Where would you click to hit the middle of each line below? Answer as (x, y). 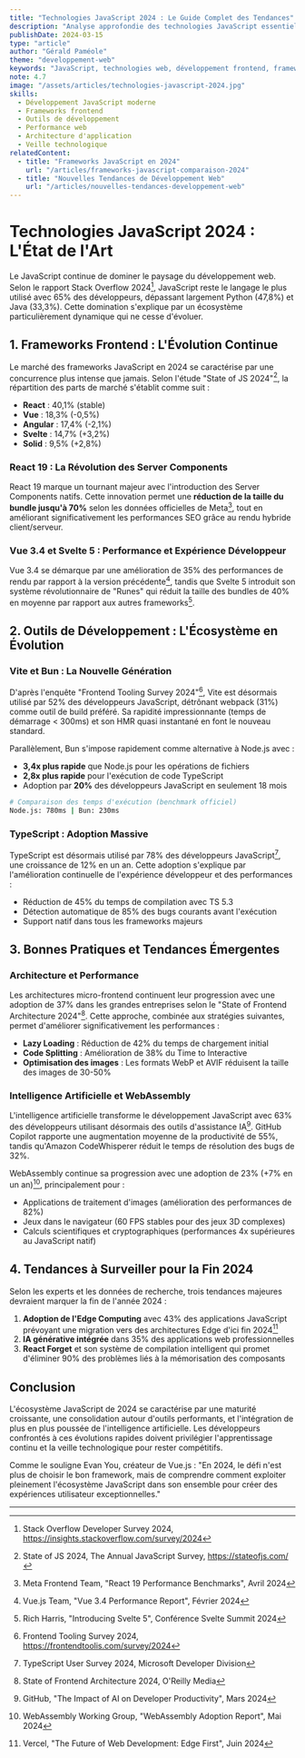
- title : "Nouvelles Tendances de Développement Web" (121, 178)
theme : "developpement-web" (63, 60)
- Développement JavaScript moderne (87, 102)
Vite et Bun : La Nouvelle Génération (91, 671)
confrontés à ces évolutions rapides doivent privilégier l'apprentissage (141, 1438)
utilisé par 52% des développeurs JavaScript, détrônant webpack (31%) (144, 702)
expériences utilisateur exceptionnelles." (85, 1495)
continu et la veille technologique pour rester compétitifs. (116, 1448)
